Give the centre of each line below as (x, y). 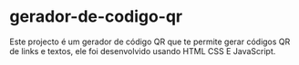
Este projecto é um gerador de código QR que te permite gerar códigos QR (150, 42)
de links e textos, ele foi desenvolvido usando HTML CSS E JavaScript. (143, 51)
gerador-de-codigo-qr (96, 17)
